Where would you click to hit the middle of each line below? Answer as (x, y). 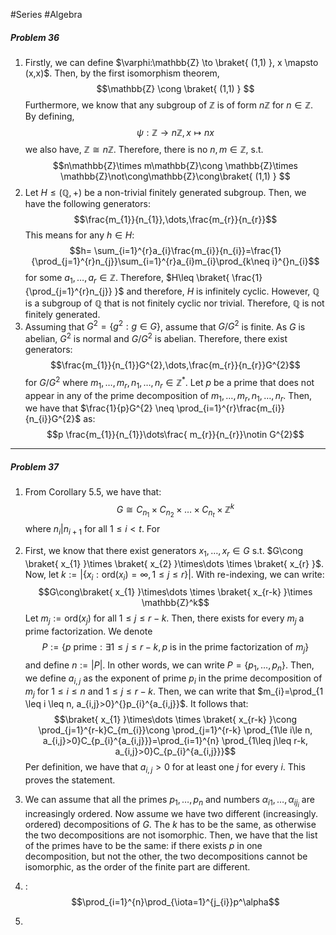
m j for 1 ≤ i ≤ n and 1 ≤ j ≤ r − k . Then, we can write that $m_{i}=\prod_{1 (174, 692)
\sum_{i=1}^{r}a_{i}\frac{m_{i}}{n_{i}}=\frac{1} (187, 250)
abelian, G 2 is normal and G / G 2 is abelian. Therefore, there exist (156, 338)
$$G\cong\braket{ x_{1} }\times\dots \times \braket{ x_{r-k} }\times (175, 592)
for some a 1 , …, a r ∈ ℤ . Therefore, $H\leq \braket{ (127, 278)
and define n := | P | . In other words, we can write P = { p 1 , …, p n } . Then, (169, 666)
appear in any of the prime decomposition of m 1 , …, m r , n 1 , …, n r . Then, (168, 396)
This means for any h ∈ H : (79, 235)
